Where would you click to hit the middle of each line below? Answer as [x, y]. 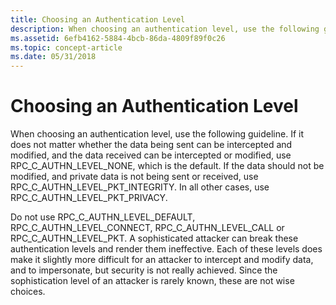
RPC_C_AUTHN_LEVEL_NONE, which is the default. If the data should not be [167, 166]
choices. [28, 292]
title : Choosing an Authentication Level [98, 19]
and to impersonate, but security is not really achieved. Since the [144, 270]
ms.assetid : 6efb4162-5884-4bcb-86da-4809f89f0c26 [118, 38]
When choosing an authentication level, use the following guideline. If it [157, 134]
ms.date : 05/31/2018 [53, 57]
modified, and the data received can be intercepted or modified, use [151, 155]
